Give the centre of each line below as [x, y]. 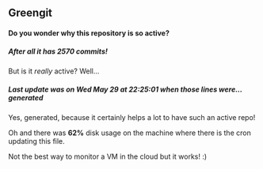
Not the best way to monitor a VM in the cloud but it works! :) [108, 156]
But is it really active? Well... [54, 71]
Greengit [30, 13]
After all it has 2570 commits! [58, 51]
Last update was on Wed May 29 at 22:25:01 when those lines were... [126, 89]
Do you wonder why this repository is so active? [89, 33]
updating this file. [36, 141]
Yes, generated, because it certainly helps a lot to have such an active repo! [132, 117]
